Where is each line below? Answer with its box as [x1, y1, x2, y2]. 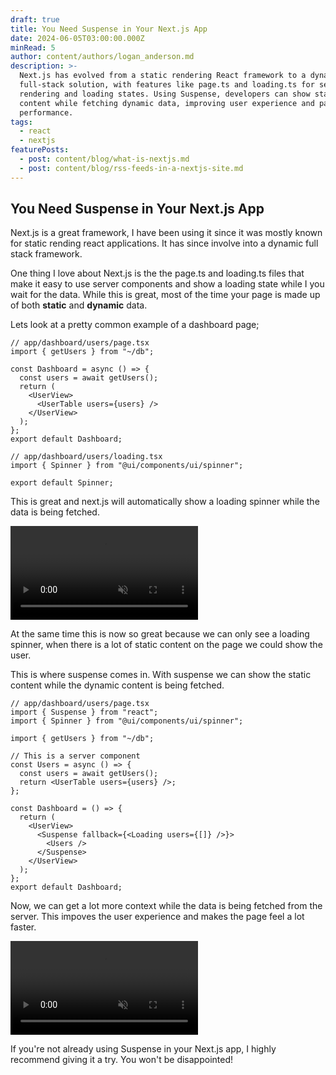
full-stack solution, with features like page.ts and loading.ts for [19, 80, 315, 90]
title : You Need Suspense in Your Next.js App [10, 24, 208, 34]
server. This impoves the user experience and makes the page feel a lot [10, 911, 305, 923]
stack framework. [10, 248, 83, 260]
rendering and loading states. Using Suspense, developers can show [19, 89, 311, 99]
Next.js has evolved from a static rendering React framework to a [19, 71, 307, 81]
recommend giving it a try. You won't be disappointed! [10, 1054, 234, 1066]
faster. [10, 921, 37, 933]
